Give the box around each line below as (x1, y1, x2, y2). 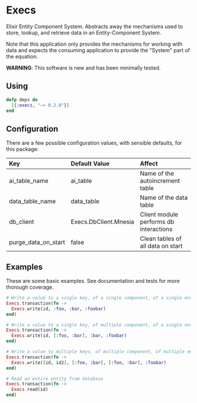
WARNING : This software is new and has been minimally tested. (6, 64, 161, 71)
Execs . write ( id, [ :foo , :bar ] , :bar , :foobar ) (11, 333, 127, 339)
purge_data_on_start (9, 238, 66, 247)
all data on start (140, 242, 183, 250)
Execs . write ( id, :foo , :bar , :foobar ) (11, 306, 107, 312)
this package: (6, 146, 39, 153)
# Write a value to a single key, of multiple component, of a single (6, 322, 182, 328)
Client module (140, 210, 179, 218)
